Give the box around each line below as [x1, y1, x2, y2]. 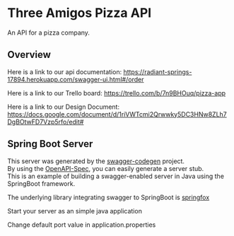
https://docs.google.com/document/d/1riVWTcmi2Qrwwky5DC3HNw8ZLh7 [7, 110, 228, 118]
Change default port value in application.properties [7, 220, 156, 229]
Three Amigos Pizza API [7, 5, 152, 21]
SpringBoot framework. [7, 179, 76, 188]
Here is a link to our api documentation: [7, 67, 122, 76]
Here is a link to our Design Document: [7, 102, 120, 111]
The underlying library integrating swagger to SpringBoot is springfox [7, 193, 210, 201]
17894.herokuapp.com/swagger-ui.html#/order [7, 75, 144, 83]
